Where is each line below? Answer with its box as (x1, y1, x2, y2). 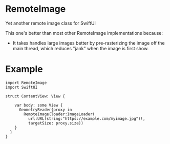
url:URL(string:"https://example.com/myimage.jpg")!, (28, 116, 145, 121)
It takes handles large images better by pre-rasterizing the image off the (12, 39, 165, 46)
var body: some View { (14, 102, 63, 108)
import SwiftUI (5, 85, 38, 90)
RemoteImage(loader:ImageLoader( (24, 111, 95, 117)
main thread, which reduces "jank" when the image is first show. (12, 45, 149, 51)
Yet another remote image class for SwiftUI (5, 20, 96, 26)
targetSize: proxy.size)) (28, 120, 83, 126)
